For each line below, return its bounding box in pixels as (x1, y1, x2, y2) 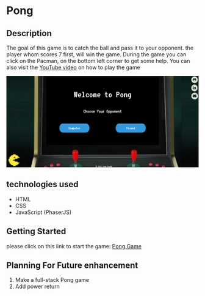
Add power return (15, 283, 60, 290)
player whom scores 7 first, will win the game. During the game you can (6, 51, 187, 58)
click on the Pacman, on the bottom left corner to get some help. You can (6, 57, 190, 64)
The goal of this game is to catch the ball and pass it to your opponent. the (6, 44, 194, 51)
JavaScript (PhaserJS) (15, 209, 72, 216)
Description (6, 28, 52, 39)
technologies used (6, 179, 79, 190)
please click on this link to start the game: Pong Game (6, 242, 142, 250)
